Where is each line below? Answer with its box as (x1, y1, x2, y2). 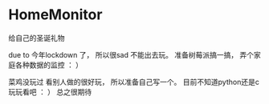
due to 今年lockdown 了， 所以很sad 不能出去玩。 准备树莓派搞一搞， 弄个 (8, 50, 255, 59)
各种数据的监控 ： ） (14, 60, 83, 70)
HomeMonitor (8, 6, 103, 24)
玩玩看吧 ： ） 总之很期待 (8, 86, 92, 97)
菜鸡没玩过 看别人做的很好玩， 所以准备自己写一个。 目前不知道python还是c (8, 77, 259, 86)
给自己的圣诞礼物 (8, 33, 65, 42)
